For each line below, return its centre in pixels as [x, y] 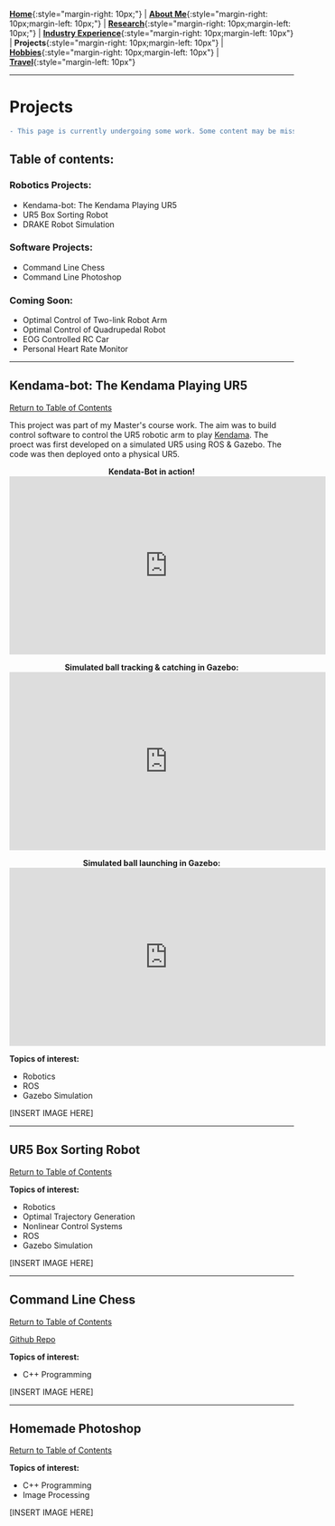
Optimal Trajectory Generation [79, 1216]
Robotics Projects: [51, 186]
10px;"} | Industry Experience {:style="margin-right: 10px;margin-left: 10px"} [152, 33]
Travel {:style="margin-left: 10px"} [73, 62]
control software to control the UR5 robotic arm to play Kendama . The [139, 434]
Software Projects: [51, 247]
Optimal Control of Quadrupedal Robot [94, 329]
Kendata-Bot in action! [152, 472]
